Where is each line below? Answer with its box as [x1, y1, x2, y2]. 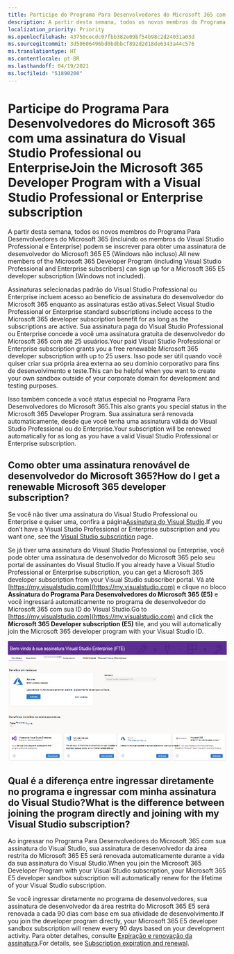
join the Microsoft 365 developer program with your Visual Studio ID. [8, 627, 204, 636]
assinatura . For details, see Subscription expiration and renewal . [8, 939, 190, 948]
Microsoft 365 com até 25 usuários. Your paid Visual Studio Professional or [8, 337, 221, 345]
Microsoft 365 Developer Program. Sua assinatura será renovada [8, 409, 194, 418]
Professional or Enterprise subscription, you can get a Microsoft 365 [8, 568, 203, 577]
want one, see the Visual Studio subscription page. [8, 532, 153, 541]
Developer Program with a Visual [8, 175, 201, 191]
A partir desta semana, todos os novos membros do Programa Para [8, 227, 201, 236]
